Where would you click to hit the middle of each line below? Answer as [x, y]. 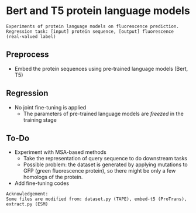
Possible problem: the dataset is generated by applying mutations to [106, 164]
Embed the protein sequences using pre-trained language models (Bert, [101, 68]
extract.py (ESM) [27, 204]
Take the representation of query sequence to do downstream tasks [105, 159]
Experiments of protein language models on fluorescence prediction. [93, 26]
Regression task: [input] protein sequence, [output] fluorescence [90, 31]
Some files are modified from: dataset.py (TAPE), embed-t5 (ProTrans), [97, 199]
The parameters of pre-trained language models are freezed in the [104, 114]
